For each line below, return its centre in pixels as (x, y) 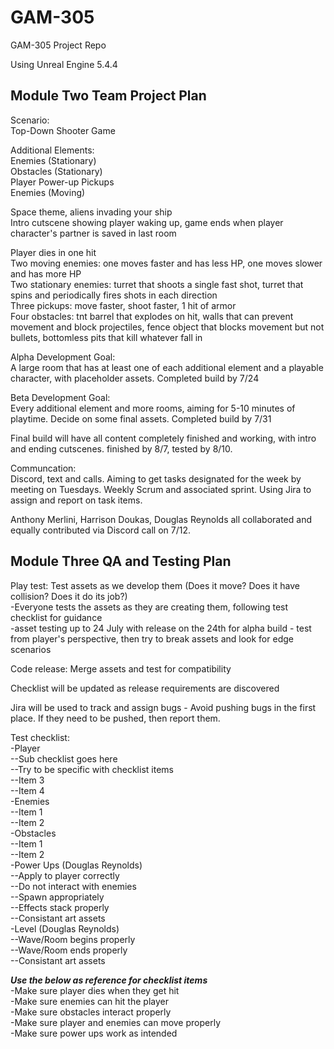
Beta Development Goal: (60, 397)
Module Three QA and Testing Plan (121, 561)
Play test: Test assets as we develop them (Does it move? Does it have (155, 585)
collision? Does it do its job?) (69, 596)
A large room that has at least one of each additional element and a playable (167, 367)
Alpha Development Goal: (63, 357)
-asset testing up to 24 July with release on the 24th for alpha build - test (161, 628)
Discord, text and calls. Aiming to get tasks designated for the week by (156, 478)
